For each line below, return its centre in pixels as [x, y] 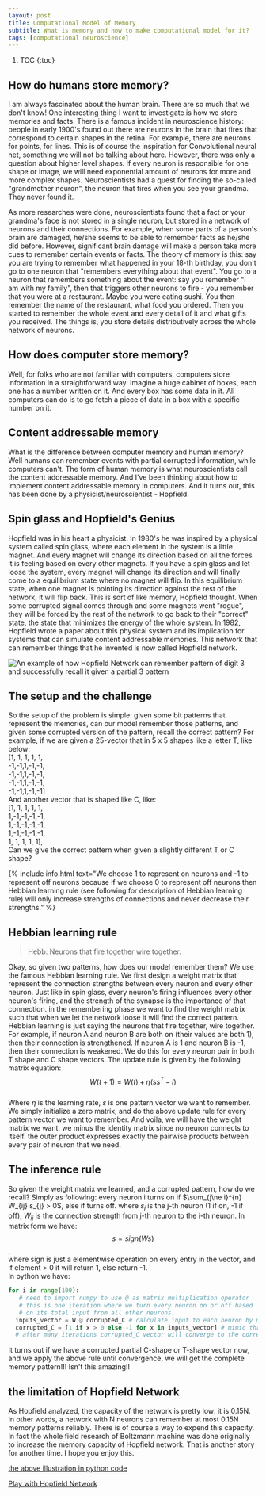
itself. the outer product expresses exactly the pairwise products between [129, 1136]
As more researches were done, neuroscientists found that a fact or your [127, 212]
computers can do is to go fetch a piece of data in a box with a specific [124, 399]
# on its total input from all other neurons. [97, 1313]
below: [19, 749]
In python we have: [39, 1276]
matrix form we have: [43, 1226]
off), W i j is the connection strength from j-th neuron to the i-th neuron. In [127, 1217]
